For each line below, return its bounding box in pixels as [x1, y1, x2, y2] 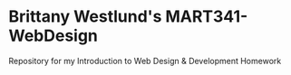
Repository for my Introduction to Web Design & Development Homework [8, 55, 282, 66]
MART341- [165, 6, 248, 27]
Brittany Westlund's [8, 6, 162, 27]
